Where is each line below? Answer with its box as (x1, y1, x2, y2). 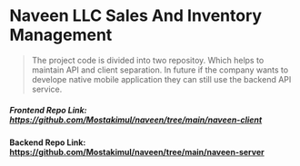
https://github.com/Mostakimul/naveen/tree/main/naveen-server (9, 146, 265, 157)
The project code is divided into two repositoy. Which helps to (31, 54, 265, 65)
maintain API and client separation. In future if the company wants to (31, 64, 289, 75)
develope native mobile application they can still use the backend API (31, 73, 292, 84)
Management (9, 24, 113, 45)
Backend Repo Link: (9, 137, 86, 148)
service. (31, 83, 63, 94)
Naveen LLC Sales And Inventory (9, 5, 262, 26)
